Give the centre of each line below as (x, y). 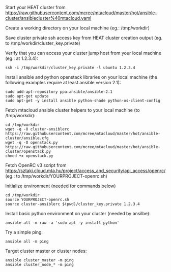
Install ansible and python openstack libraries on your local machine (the (81, 77)
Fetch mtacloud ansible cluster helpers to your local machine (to (73, 110)
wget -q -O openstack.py (32, 143)
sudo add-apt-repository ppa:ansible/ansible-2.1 (59, 92)
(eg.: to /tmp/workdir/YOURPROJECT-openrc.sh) (56, 176)
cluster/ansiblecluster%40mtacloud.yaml (48, 18)
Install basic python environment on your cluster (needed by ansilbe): (78, 213)
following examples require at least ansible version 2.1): (63, 82)
